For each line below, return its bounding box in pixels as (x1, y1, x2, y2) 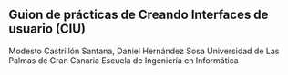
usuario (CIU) (8, 22, 86, 37)
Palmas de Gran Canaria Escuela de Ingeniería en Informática (8, 54, 239, 66)
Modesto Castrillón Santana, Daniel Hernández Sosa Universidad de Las (8, 45, 280, 56)
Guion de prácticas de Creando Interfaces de (8, 7, 269, 23)
